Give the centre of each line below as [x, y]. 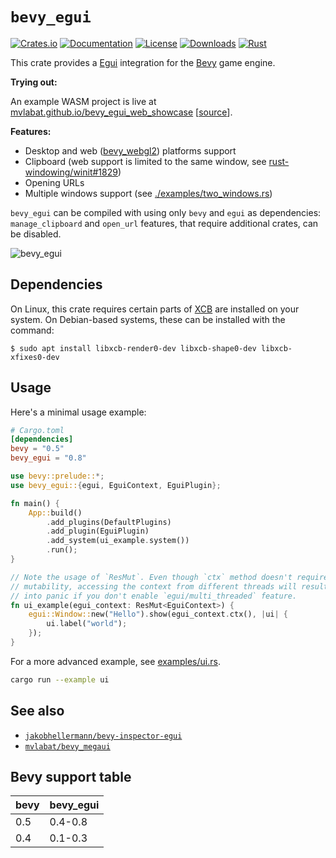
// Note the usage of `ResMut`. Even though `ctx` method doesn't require [169, 577]
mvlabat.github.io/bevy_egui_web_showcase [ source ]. [121, 112]
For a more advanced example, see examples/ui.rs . [115, 661]
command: [32, 330]
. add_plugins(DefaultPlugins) [109, 522]
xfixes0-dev [35, 357]
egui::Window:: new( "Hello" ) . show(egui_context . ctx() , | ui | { [158, 614]
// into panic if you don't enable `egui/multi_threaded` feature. [154, 596]
